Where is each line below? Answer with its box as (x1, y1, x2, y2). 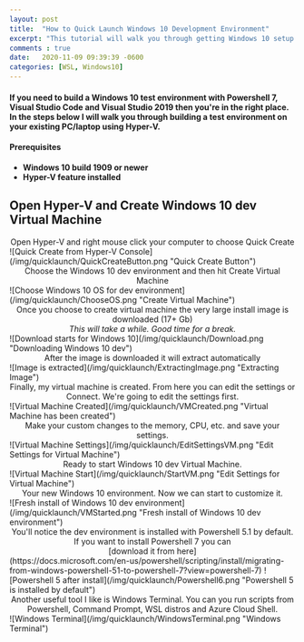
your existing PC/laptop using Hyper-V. (9, 121, 161, 132)
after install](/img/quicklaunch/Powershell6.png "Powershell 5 (62, 574, 294, 586)
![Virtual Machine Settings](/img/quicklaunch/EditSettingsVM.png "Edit (9, 439, 274, 450)
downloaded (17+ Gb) (112, 314, 193, 325)
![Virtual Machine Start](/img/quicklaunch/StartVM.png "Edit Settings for (9, 468, 280, 479)
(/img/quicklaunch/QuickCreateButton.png (9, 256, 169, 266)
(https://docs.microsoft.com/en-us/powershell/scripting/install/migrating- (9, 555, 285, 566)
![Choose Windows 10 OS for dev (9, 285, 133, 296)
